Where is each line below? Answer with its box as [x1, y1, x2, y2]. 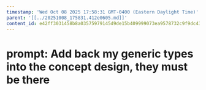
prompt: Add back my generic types [6, 47, 194, 61]
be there [6, 73, 50, 86]
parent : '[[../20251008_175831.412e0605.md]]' [6, 15, 128, 21]
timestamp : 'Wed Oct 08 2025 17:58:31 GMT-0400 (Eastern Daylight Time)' [6, 9, 199, 15]
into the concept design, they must [6, 59, 188, 73]
